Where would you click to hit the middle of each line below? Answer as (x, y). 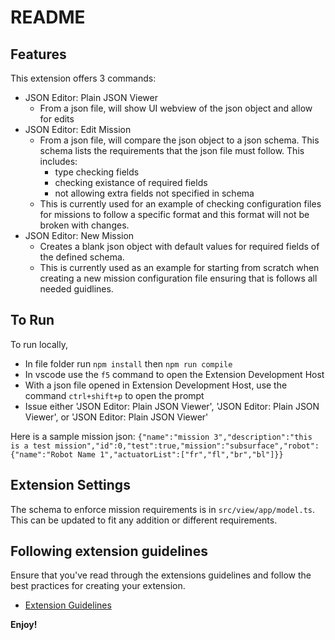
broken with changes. (84, 225)
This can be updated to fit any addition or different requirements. (144, 520)
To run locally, (39, 344)
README (48, 17)
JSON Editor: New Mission (79, 235)
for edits (57, 119)
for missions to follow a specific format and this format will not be (174, 214)
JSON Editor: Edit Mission (78, 129)
